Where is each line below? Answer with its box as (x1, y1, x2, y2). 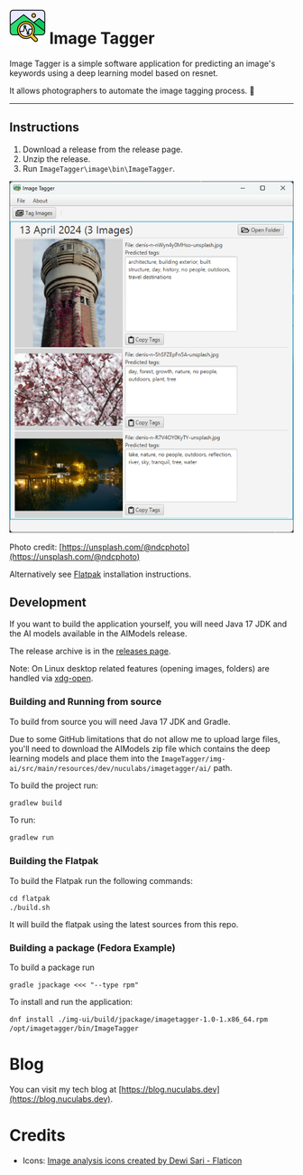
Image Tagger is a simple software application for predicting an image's (9, 58, 276, 69)
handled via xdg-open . (9, 672, 94, 684)
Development (9, 595, 87, 610)
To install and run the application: (9, 996, 133, 1007)
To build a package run (9, 962, 95, 973)
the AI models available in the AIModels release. (9, 628, 188, 639)
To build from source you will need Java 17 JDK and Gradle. (9, 716, 231, 727)
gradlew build (9, 798, 63, 807)
